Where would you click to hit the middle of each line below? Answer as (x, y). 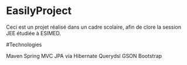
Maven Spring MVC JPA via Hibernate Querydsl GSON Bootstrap (84, 56)
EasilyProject (39, 11)
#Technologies (24, 45)
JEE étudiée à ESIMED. (34, 33)
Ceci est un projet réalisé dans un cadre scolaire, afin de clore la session (94, 27)
